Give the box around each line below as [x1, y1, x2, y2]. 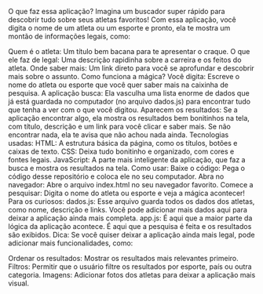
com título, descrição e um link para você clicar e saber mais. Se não [8, 122, 232, 131]
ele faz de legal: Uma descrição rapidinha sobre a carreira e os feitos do [8, 55, 242, 64]
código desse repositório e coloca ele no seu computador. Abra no [8, 172, 225, 181]
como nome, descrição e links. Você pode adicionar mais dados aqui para [8, 205, 247, 214]
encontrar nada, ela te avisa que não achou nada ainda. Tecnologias [8, 130, 229, 140]
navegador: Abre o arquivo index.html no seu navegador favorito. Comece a [8, 180, 254, 189]
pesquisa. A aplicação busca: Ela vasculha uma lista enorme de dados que [8, 89, 250, 97]
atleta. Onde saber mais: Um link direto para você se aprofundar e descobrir [8, 64, 255, 73]
